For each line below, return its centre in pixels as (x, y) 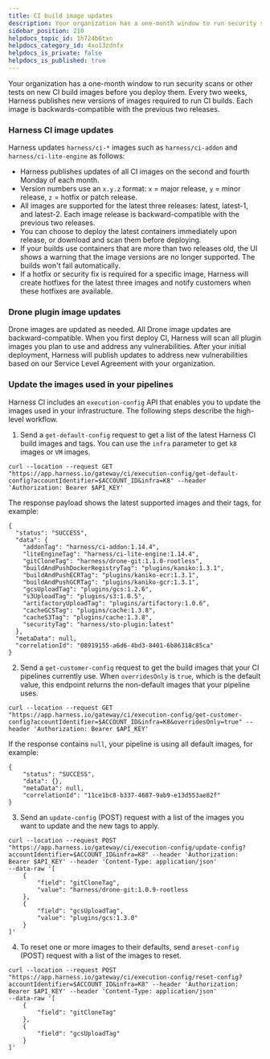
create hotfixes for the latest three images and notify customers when (135, 283)
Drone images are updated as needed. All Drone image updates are (120, 330)
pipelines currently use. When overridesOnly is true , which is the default (140, 675)
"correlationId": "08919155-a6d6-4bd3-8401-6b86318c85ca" (115, 645)
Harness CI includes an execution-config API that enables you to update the (135, 402)
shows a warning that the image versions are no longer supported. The (137, 257)
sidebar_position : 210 (46, 31)
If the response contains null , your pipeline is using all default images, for (131, 744)
